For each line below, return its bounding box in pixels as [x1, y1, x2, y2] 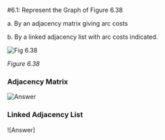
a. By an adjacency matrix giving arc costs [7, 19, 128, 27]
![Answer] [7, 125, 36, 134]
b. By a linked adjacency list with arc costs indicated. [7, 33, 158, 41]
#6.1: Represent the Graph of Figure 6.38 [7, 6, 123, 14]
